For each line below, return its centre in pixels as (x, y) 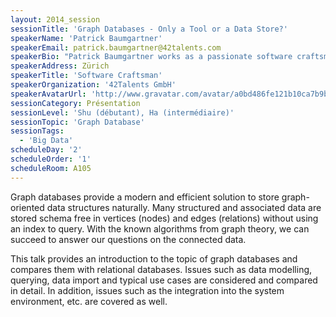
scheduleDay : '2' (46, 150)
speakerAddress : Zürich (60, 66)
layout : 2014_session (55, 19)
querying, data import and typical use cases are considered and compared (164, 280)
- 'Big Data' (46, 141)
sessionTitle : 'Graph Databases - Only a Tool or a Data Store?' (149, 29)
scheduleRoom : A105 (51, 168)
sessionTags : (37, 131)
